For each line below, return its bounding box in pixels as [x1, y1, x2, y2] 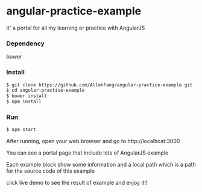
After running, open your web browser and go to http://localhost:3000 [6, 138, 180, 145]
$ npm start [6, 127, 36, 133]
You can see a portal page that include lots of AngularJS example [6, 149, 169, 156]
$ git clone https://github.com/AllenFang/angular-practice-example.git [6, 82, 193, 88]
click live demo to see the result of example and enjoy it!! [6, 179, 148, 187]
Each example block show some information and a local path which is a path [6, 161, 196, 168]
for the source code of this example [6, 167, 95, 174]
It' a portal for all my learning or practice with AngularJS [6, 24, 145, 31]
